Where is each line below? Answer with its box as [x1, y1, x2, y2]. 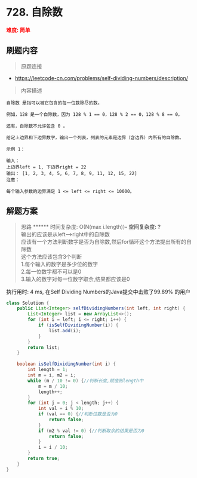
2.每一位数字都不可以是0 [20, 268, 82, 275]
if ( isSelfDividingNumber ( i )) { [38, 322, 119, 329]
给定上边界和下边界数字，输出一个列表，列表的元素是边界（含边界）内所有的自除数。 [6, 134, 184, 140]
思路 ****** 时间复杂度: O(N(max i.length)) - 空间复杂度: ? [20, 223, 161, 230]
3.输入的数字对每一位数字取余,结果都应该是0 [20, 275, 130, 283]
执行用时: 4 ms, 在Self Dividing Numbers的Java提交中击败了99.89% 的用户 [6, 288, 191, 295]
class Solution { [6, 300, 50, 306]
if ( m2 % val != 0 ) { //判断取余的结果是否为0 [38, 428, 144, 434]
